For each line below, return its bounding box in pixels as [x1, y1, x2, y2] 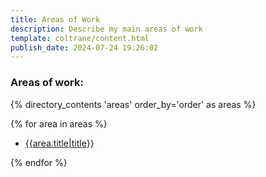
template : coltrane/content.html [10, 33, 150, 43]
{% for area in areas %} [10, 117, 108, 130]
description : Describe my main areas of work [10, 24, 203, 34]
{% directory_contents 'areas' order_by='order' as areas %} [10, 98, 257, 110]
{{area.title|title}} [24, 137, 95, 149]
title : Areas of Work [10, 14, 101, 25]
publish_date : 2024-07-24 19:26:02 [10, 42, 159, 53]
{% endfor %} [10, 156, 68, 168]
